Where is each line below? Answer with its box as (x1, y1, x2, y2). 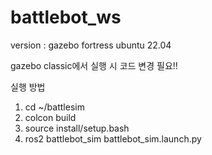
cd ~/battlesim (24, 101, 85, 113)
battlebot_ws (10, 6, 122, 29)
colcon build (24, 111, 77, 123)
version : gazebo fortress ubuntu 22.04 (10, 39, 172, 51)
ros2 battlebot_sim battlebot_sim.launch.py (24, 132, 202, 145)
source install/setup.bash (24, 122, 130, 134)
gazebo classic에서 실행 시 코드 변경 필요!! (10, 59, 178, 71)
